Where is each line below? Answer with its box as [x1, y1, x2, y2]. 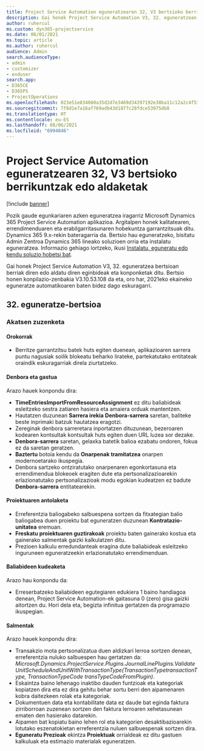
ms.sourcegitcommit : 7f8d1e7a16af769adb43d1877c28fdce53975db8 [6, 105, 170, 111]
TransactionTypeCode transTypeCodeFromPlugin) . [27, 673, 155, 680]
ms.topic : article [6, 37, 53, 43]
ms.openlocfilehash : [6, 99, 59, 105]
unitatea [15, 523, 37, 531]
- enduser [6, 71, 32, 77]
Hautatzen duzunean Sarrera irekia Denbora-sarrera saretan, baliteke [15, 412, 191, 419]
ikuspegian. [15, 608, 44, 615]
